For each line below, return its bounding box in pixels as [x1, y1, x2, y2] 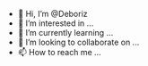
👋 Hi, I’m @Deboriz [17, 9, 88, 19]
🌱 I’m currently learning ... [17, 28, 114, 37]
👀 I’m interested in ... [17, 18, 94, 29]
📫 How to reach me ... [17, 47, 101, 57]
